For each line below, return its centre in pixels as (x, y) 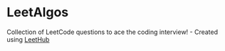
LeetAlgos (38, 12)
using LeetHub (28, 39)
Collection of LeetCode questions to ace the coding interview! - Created (112, 32)
